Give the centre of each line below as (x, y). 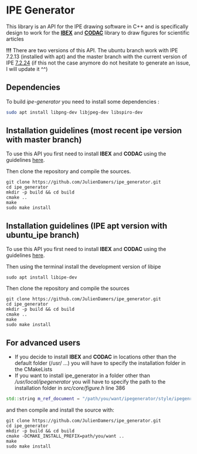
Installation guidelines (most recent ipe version (94, 131)
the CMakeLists (33, 370)
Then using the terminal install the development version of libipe (84, 267)
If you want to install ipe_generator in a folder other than (82, 375)
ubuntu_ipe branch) (43, 235)
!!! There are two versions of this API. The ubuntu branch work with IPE (92, 50)
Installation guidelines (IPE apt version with (87, 226)
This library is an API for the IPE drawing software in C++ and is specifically (97, 26)
